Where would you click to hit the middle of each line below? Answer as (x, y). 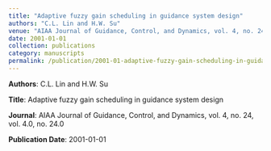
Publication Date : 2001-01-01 (57, 139)
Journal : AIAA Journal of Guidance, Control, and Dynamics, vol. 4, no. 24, (131, 115)
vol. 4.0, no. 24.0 (36, 124)
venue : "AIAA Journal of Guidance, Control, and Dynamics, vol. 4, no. (131, 31)
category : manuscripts (46, 53)
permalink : (27, 61)
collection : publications (52, 46)
